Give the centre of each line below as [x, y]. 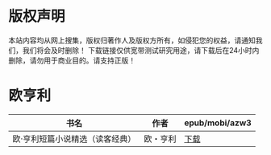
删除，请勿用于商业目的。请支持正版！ [72, 60]
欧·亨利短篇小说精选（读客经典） [74, 139]
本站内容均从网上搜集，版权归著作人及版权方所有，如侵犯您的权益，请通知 [132, 40]
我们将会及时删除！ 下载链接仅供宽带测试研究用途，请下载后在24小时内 [141, 50]
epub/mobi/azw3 [218, 123]
